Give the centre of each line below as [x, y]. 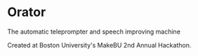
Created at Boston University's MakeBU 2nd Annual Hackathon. [99, 45]
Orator [27, 12]
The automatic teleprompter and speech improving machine [94, 31]
